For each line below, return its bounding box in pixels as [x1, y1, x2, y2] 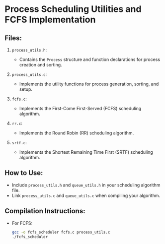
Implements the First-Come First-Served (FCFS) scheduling [19, 106, 142, 111]
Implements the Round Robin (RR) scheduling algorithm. [19, 130, 134, 136]
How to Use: [4, 169, 43, 177]
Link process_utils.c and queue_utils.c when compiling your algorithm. [11, 192, 160, 198]
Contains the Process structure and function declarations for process [19, 57, 160, 62]
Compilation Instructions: [4, 207, 85, 215]
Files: [4, 34, 22, 42]
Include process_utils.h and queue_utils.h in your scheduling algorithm [11, 182, 161, 188]
